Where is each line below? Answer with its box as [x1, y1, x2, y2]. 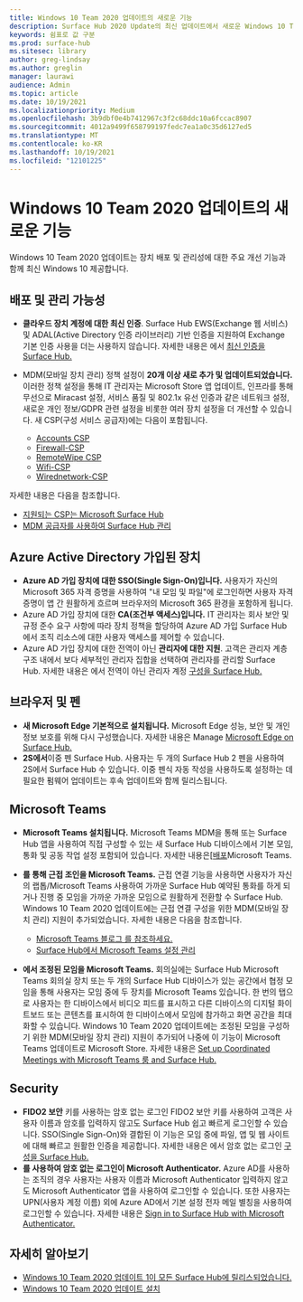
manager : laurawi [9, 72, 75, 81]
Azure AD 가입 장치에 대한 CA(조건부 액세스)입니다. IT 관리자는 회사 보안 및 [22, 609, 289, 620]
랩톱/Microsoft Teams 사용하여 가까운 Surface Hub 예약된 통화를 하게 [32, 880, 281, 891]
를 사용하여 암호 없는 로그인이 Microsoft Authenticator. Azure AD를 [22, 1163, 266, 1174]
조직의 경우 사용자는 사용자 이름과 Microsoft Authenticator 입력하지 [32, 1174, 272, 1184]
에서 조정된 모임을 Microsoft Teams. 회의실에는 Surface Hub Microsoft [22, 964, 280, 975]
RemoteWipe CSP [35, 452, 102, 463]
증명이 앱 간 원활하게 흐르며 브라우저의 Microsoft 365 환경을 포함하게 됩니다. [22, 598, 294, 609]
